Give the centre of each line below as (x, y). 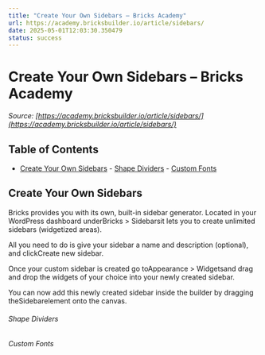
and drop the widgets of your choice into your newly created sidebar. (121, 277)
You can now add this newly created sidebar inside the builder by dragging (131, 292)
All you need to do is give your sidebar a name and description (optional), (129, 245)
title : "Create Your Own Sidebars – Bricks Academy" (97, 15)
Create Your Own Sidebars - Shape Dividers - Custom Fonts (118, 168)
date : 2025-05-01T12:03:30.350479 (66, 30)
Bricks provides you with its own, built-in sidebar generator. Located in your (132, 212)
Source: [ (23, 116)
